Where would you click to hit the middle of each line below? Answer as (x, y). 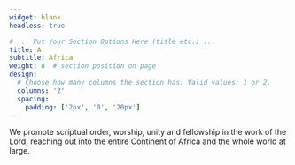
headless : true (37, 26)
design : (23, 75)
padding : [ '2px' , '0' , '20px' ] (83, 107)
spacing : (33, 99)
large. (20, 151)
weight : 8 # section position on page (83, 66)
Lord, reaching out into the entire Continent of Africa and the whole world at (147, 141)
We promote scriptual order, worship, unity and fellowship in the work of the (148, 132)
